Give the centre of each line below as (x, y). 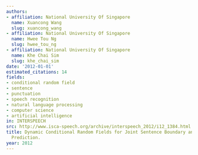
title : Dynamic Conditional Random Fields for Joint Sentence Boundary (96, 132)
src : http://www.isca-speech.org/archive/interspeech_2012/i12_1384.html (99, 127)
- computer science (30, 110)
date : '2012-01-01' (30, 66)
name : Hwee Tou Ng (34, 39)
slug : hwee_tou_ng (34, 45)
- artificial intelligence (39, 116)
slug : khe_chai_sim (35, 61)
